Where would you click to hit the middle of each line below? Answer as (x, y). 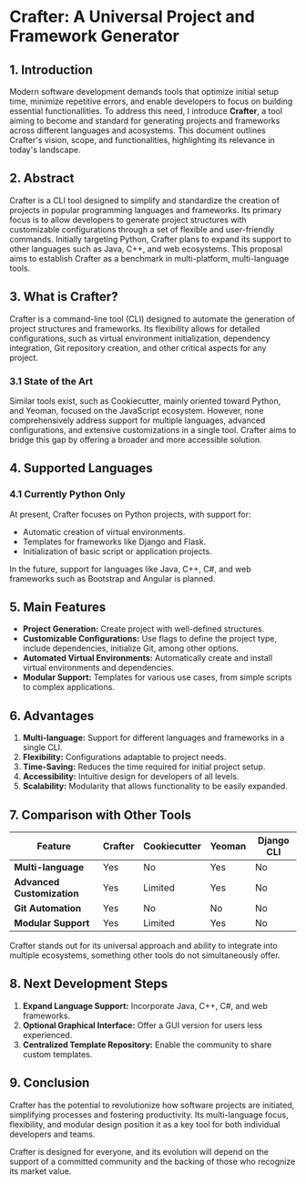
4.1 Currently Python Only (67, 494)
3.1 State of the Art (51, 381)
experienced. (47, 1035)
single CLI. (42, 747)
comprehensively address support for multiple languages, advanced (138, 420)
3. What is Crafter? (64, 297)
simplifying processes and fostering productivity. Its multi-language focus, (149, 1115)
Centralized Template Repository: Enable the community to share (147, 1045)
